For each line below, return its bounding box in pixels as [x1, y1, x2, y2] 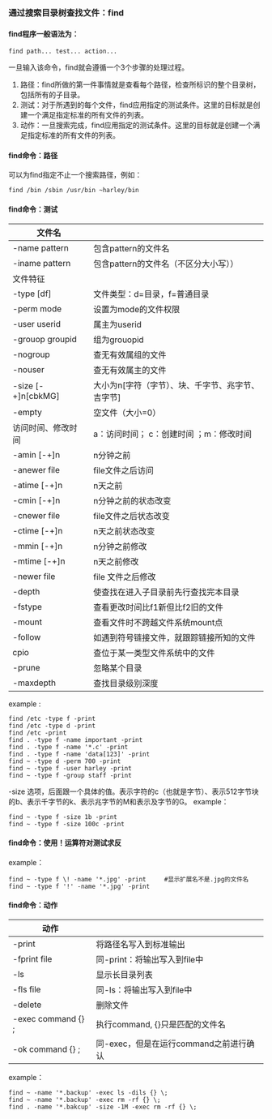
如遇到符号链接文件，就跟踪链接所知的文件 [92, 632, 256, 643]
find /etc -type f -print [8, 714, 96, 722]
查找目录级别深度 [92, 677, 159, 688]
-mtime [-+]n [12, 555, 66, 567]
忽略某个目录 [92, 662, 142, 674]
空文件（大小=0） [92, 407, 161, 418]
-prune [12, 662, 40, 673]
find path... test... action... [8, 47, 117, 56]
